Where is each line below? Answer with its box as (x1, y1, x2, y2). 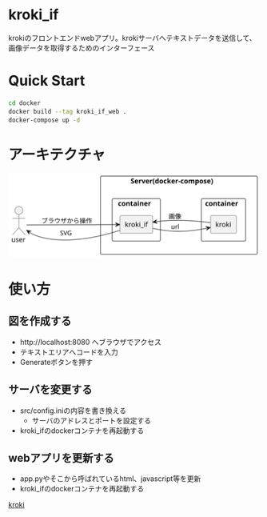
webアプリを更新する (8, 451, 114, 465)
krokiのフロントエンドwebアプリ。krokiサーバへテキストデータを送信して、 (8, 33, 257, 42)
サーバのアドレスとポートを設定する (31, 415, 152, 425)
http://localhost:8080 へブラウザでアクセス (19, 337, 162, 347)
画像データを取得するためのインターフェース (8, 42, 155, 53)
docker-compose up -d (8, 116, 81, 124)
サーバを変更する (8, 383, 93, 397)
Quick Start (8, 72, 86, 90)
